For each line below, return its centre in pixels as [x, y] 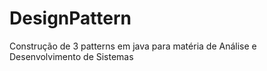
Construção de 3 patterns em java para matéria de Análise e [133, 46]
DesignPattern [70, 18]
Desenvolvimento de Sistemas [71, 56]
